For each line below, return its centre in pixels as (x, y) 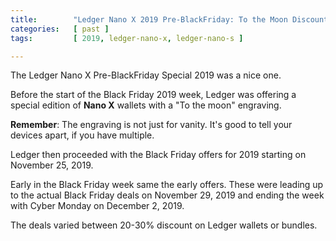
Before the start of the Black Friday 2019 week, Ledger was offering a (153, 95)
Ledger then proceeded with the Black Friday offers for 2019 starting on (158, 155)
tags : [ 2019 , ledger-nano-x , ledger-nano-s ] (127, 38)
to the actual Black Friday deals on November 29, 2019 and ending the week (167, 195)
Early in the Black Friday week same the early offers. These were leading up (167, 185)
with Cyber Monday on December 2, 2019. (97, 206)
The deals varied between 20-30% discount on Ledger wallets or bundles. (164, 225)
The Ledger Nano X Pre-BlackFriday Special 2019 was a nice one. (146, 75)
